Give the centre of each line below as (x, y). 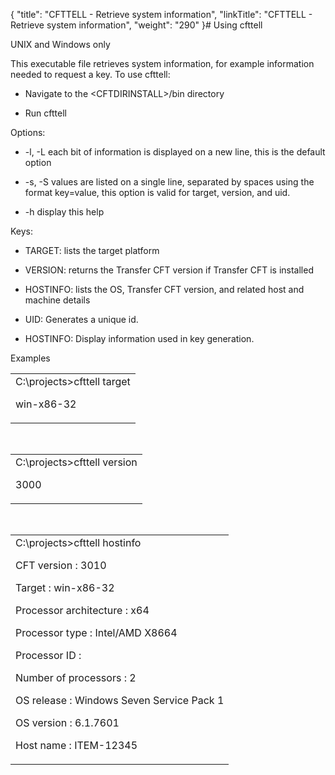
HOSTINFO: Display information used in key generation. (139, 338)
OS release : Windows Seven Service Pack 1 (120, 700)
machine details (57, 300)
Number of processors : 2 (76, 677)
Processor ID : (48, 655)
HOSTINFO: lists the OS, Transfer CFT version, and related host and (164, 289)
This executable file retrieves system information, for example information (162, 63)
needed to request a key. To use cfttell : (90, 74)
